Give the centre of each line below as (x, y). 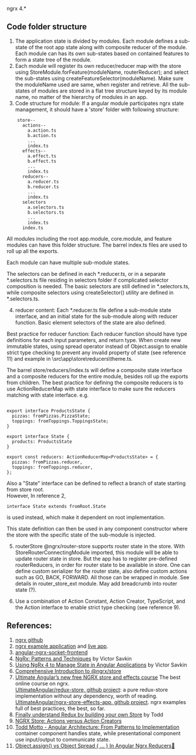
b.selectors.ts (46, 212)
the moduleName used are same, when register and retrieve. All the (96, 84)
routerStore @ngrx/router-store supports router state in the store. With (100, 546)
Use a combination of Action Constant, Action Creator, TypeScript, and (100, 601)
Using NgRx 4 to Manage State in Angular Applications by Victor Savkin (101, 665)
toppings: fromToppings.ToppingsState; (60, 421)
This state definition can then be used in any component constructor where (97, 528)
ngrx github (29, 640)
